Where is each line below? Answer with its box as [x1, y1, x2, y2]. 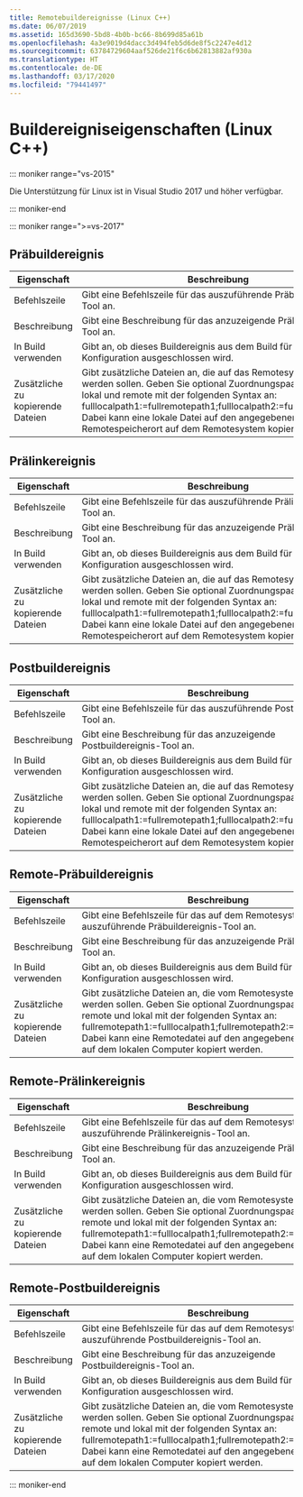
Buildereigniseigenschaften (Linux [9, 119, 273, 140]
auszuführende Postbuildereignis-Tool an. [81, 1334, 262, 1346]
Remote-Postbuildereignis [9, 1281, 161, 1296]
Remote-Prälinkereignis [9, 1074, 146, 1089]
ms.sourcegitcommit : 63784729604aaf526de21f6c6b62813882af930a [9, 47, 252, 56]
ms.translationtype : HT [9, 55, 99, 64]
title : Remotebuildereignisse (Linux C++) [9, 13, 171, 23]
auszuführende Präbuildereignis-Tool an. [81, 920, 257, 932]
